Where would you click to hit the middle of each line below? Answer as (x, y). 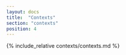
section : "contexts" (33, 23)
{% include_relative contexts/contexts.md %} (63, 46)
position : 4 (21, 29)
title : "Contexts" (31, 18)
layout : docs (23, 12)
